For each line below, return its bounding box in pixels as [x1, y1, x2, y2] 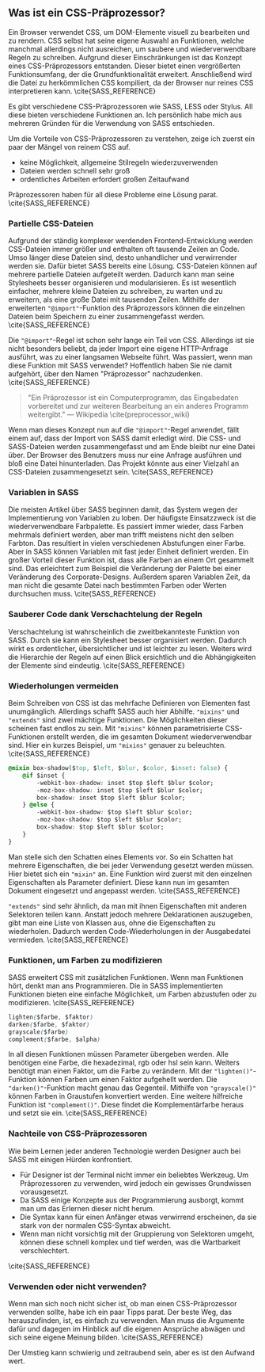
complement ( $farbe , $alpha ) [8, 1035, 101, 1043]
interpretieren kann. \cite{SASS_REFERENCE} [8, 86, 157, 96]
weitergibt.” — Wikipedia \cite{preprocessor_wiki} [27, 410, 191, 419]
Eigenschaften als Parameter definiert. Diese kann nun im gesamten [8, 877, 229, 886]
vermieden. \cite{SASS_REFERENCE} [8, 935, 129, 944]
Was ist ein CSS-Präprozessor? [8, 6, 166, 20]
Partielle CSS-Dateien [8, 218, 93, 229]
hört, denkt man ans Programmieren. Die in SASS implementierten [8, 981, 224, 990]
